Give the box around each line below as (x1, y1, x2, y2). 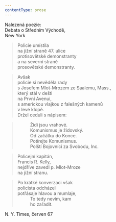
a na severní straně (17, 58, 58, 64)
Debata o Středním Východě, (5, 27, 66, 33)
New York (5, 32, 26, 38)
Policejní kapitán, (17, 153, 54, 159)
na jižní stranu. (17, 169, 49, 176)
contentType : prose (5, 7, 47, 13)
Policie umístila (17, 42, 49, 48)
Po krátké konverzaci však (17, 179, 73, 185)
